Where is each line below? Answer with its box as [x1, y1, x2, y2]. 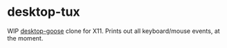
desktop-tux [7, 4, 81, 20]
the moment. [7, 34, 44, 42]
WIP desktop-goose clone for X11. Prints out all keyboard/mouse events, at [7, 27, 220, 35]
